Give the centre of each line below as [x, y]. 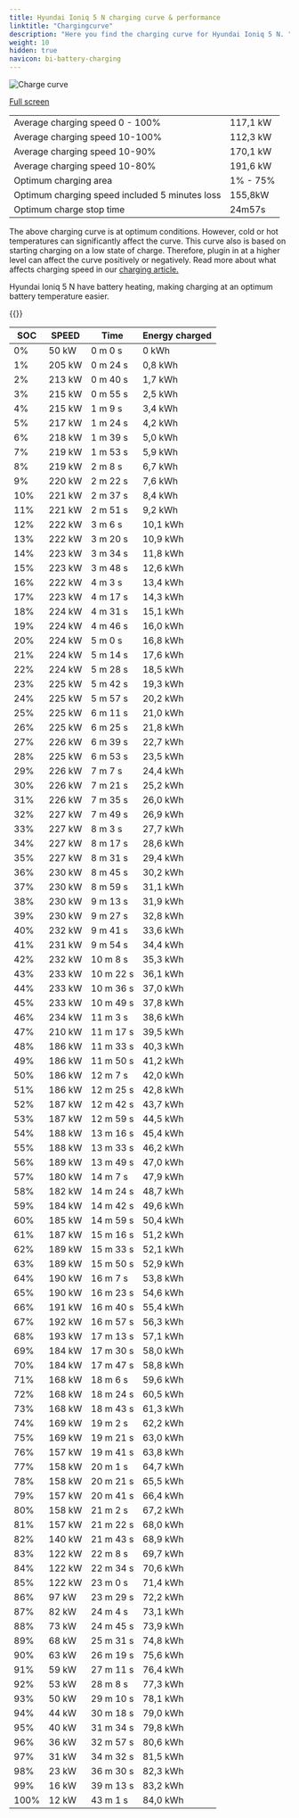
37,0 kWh [163, 988]
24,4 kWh [163, 771]
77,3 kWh [163, 1684]
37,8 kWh [163, 1003]
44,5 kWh [163, 1119]
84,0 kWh [163, 1800]
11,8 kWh [163, 554]
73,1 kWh [163, 1611]
